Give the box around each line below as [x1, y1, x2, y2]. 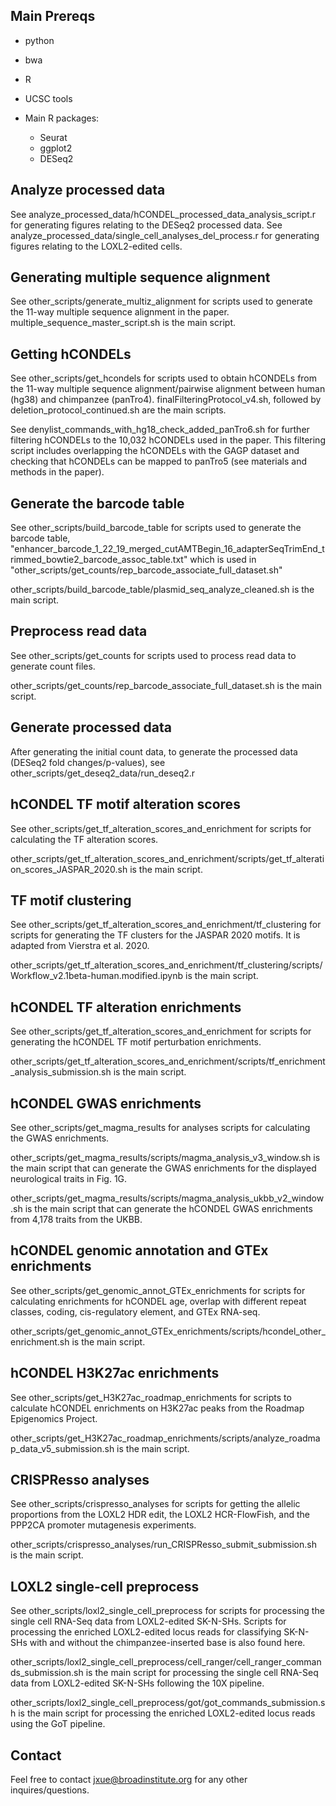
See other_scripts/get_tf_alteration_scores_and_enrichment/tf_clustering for [10, 919, 322, 931]
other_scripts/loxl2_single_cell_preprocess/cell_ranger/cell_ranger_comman [10, 1656, 322, 1668]
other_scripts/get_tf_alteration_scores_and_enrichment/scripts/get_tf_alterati [10, 852, 325, 864]
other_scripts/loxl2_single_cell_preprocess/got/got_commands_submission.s [10, 1697, 326, 1709]
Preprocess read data [10, 623, 148, 640]
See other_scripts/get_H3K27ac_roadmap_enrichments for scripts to [10, 1391, 292, 1403]
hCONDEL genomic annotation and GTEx [10, 1242, 269, 1259]
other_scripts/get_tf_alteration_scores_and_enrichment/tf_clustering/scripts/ [10, 959, 323, 971]
